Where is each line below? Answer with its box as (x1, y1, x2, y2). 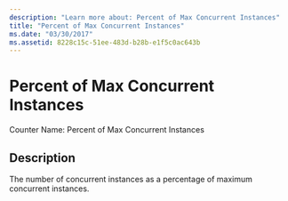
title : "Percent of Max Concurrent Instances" (9, 21, 185, 30)
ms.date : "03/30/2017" (9, 29, 93, 38)
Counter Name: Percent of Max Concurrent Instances (9, 125, 204, 135)
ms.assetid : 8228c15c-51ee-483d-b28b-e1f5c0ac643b (9, 37, 201, 47)
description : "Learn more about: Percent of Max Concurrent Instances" (9, 12, 280, 22)
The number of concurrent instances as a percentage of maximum (9, 174, 253, 184)
